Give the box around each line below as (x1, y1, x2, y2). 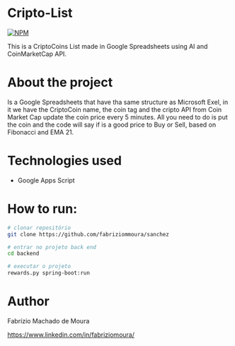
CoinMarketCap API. (7, 50, 67, 58)
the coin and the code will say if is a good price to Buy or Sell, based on (7, 120, 217, 129)
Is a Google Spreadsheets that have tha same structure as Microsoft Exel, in (7, 98, 229, 106)
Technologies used (7, 153, 122, 169)
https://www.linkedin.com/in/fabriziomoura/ (7, 330, 134, 339)
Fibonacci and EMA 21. (7, 127, 74, 136)
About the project (7, 74, 113, 91)
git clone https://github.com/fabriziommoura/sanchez (7, 231, 170, 238)
